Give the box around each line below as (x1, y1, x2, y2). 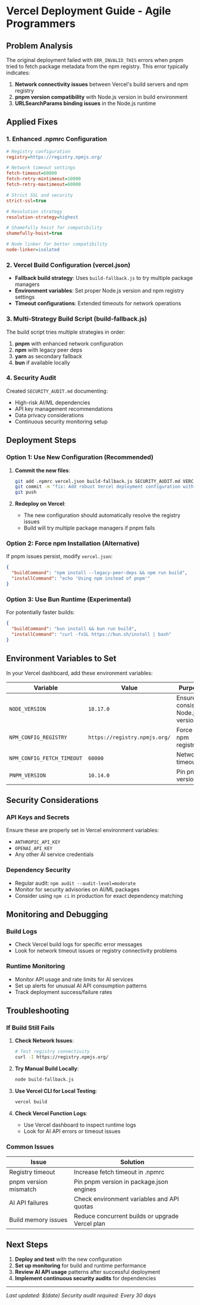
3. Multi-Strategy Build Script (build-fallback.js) (6, 315, 147, 323)
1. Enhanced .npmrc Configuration (6, 135, 107, 143)
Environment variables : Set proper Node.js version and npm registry (14, 287, 185, 294)
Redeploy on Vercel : (14, 500, 66, 507)
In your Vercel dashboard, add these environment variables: (6, 669, 153, 676)
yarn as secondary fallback (14, 352, 82, 359)
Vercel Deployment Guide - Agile (6, 4, 171, 18)
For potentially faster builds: (6, 609, 75, 616)
